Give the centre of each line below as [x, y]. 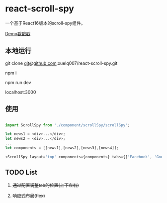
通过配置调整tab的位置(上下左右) [46, 185]
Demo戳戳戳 [18, 33]
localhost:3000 [21, 92]
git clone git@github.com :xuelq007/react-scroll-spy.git [61, 63]
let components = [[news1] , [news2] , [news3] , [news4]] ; [62, 148]
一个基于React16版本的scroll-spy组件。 [45, 23]
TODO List [21, 172]
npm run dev [18, 82]
